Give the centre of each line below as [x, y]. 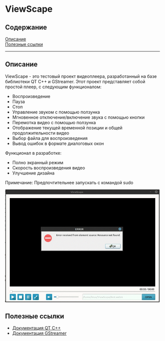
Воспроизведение [31, 96]
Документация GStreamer [39, 333]
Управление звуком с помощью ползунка [56, 112]
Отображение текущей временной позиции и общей [67, 128]
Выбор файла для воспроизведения [50, 138]
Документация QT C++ [37, 328]
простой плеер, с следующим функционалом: [53, 87]
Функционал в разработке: [33, 153]
